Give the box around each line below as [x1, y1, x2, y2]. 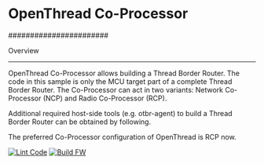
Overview [8, 46, 39, 55]
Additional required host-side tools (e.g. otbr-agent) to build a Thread [8, 108, 233, 118]
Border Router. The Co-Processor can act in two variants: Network [8, 85, 224, 94]
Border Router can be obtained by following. [8, 117, 152, 126]
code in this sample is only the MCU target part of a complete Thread [8, 76, 233, 86]
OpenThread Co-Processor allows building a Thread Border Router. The [8, 68, 240, 78]
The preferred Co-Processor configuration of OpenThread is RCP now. [8, 132, 237, 141]
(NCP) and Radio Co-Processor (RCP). [42, 93, 167, 103]
